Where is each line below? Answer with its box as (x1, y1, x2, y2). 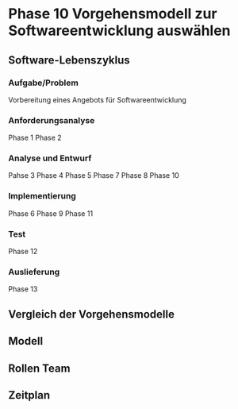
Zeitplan (8, 388, 51, 402)
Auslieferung (8, 266, 60, 277)
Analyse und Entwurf (8, 152, 92, 164)
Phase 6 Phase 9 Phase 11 (8, 208, 94, 218)
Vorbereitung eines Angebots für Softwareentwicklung (8, 95, 186, 104)
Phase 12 (8, 247, 38, 257)
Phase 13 (8, 284, 38, 294)
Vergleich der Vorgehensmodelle (8, 307, 175, 321)
